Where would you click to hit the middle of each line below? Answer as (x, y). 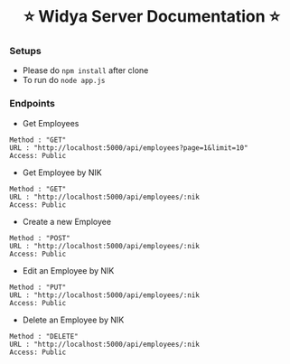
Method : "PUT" (38, 287)
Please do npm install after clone (85, 70)
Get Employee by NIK (62, 173)
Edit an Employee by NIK (68, 270)
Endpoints (33, 104)
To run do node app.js (64, 80)
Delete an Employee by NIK (73, 320)
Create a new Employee (66, 221)
